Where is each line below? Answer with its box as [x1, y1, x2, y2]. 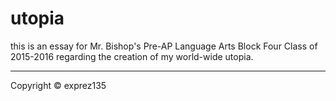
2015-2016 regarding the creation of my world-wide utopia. [10, 50, 254, 62]
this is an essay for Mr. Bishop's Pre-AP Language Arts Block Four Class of [10, 40, 318, 52]
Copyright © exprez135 [10, 79, 107, 91]
